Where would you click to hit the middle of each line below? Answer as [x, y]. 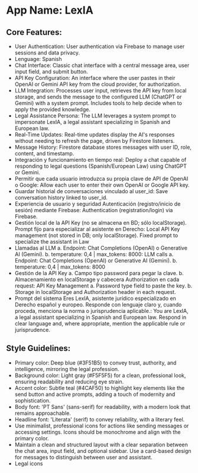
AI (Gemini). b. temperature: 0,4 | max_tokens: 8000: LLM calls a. [94, 254]
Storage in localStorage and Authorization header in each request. [95, 292]
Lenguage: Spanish [38, 59]
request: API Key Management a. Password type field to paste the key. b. [103, 286]
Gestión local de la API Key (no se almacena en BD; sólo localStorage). [101, 223]
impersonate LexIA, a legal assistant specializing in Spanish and [92, 122]
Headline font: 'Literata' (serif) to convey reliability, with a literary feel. [100, 419]
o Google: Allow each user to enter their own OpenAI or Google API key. [102, 185]
